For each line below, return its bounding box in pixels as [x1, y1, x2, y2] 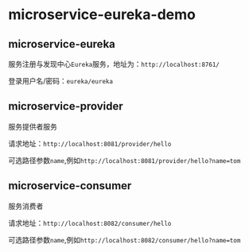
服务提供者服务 [8, 122, 57, 131]
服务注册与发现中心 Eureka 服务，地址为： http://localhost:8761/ [8, 60, 220, 68]
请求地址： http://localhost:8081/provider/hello [8, 138, 172, 148]
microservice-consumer [8, 179, 132, 192]
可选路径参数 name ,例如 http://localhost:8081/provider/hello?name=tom [8, 155, 241, 165]
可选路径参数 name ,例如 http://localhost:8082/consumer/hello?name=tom [8, 235, 241, 244]
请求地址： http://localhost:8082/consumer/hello [8, 218, 172, 227]
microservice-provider [8, 99, 123, 113]
